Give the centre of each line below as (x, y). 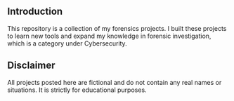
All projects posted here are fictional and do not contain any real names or (115, 82)
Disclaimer (31, 66)
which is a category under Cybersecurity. (67, 43)
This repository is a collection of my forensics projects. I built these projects (117, 28)
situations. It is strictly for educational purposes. (77, 90)
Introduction (35, 12)
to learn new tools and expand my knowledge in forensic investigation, (109, 36)
